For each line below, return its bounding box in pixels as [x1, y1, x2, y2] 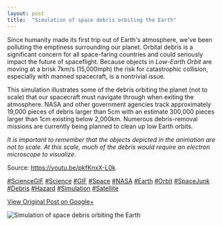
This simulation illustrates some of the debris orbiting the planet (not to [7, 85, 208, 94]
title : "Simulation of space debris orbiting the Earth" [7, 17, 177, 23]
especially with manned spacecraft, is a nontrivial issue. [7, 72, 166, 80]
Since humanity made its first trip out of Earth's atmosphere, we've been [7, 35, 213, 43]
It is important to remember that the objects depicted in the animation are [7, 135, 216, 143]
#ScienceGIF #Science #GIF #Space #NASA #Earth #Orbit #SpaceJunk [7, 176, 210, 185]
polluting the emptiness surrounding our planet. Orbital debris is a [7, 43, 194, 51]
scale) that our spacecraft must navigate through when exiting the [7, 92, 195, 101]
